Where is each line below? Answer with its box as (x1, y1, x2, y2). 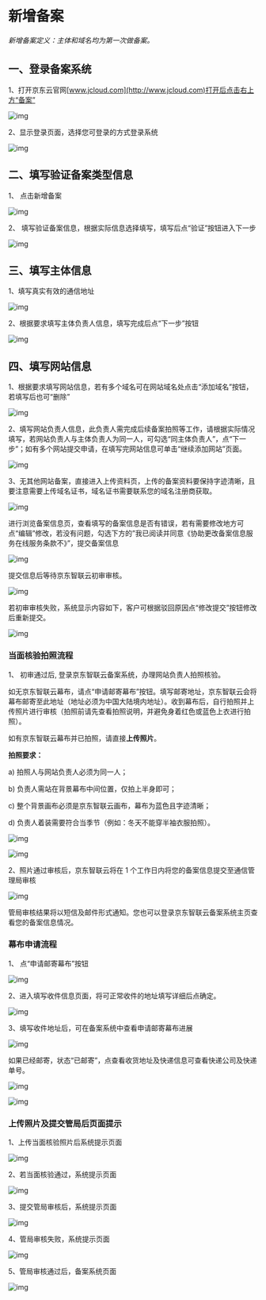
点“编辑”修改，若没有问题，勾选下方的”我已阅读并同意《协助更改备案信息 (8, 529, 247, 538)
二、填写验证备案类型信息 (8, 168, 133, 182)
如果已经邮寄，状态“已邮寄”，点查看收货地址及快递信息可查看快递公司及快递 (8, 1055, 257, 1065)
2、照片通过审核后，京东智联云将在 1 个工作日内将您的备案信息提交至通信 (8, 865, 249, 874)
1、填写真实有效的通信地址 (8, 287, 95, 296)
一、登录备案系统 (8, 63, 92, 76)
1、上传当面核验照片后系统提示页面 (8, 1137, 123, 1148)
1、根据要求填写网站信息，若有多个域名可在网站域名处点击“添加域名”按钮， (8, 382, 253, 392)
